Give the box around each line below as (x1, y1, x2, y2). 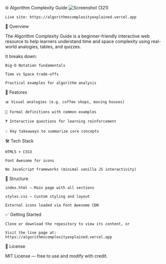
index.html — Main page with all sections (5, 185, 94, 190)
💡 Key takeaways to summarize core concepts (5, 129, 99, 134)
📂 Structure (5, 176, 29, 182)
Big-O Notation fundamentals (5, 63, 66, 68)
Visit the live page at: (5, 230, 57, 235)
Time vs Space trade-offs (5, 72, 59, 77)
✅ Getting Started (5, 212, 41, 217)
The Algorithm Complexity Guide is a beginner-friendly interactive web (5, 33, 150, 39)
